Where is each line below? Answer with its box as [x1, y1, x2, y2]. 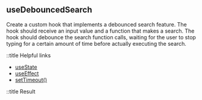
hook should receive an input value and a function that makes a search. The [6, 27, 195, 34]
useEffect [14, 69, 39, 77]
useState [14, 63, 37, 70]
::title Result [6, 87, 36, 95]
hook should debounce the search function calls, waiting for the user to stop [6, 33, 196, 41]
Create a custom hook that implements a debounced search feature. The [6, 20, 187, 28]
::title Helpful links [6, 51, 51, 59]
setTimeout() [14, 76, 47, 83]
